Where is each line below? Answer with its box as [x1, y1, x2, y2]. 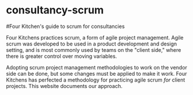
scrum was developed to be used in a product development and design [6, 40, 177, 47]
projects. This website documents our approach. [6, 82, 122, 89]
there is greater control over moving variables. [6, 52, 117, 59]
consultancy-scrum [6, 3, 104, 17]
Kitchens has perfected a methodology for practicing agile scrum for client [6, 76, 185, 83]
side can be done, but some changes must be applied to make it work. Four [6, 70, 187, 77]
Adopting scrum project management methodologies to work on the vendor [6, 64, 188, 71]
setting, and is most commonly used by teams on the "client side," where [6, 46, 181, 53]
